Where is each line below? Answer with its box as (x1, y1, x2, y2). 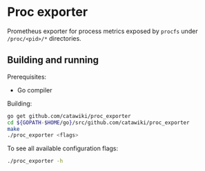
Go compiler (17, 85, 53, 94)
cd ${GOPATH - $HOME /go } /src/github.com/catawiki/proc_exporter (7, 119, 190, 126)
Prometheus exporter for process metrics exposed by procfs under (7, 27, 198, 35)
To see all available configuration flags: (7, 144, 119, 152)
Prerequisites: (7, 72, 47, 81)
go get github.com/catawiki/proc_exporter (7, 112, 131, 119)
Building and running (7, 54, 99, 66)
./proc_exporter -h (7, 158, 64, 165)
